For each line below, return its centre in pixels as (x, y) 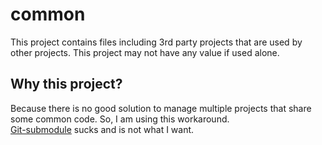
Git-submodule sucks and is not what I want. (102, 129)
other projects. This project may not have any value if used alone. (145, 52)
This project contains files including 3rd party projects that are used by (156, 42)
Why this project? (66, 84)
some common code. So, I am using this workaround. (120, 119)
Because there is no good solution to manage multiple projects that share (161, 108)
